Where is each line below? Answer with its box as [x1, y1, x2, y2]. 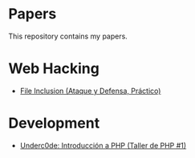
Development [8, 114, 100, 132]
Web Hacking [8, 59, 100, 78]
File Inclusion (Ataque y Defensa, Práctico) [19, 86, 161, 95]
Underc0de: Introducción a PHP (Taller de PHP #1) [19, 140, 187, 150]
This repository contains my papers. [8, 31, 128, 41]
